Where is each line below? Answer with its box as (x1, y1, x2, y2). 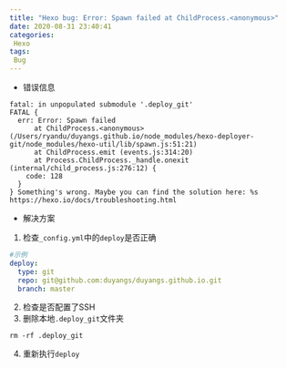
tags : (9, 47, 30, 56)
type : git (17, 267, 55, 276)
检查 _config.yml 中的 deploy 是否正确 (22, 232, 157, 242)
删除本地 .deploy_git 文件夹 (22, 313, 125, 324)
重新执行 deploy (22, 348, 80, 360)
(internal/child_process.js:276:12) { (9, 164, 157, 173)
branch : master (17, 284, 76, 293)
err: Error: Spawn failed (17, 116, 117, 125)
